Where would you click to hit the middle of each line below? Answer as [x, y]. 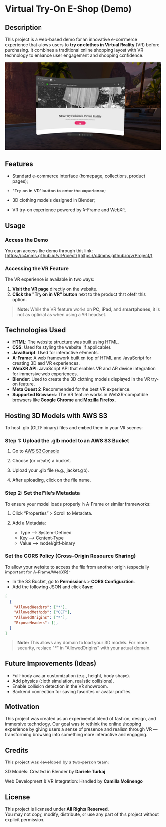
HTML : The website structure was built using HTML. [65, 342]
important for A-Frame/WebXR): [38, 572]
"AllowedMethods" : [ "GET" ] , [43, 612]
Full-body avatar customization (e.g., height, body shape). [71, 675]
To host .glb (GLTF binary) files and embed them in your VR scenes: [74, 427]
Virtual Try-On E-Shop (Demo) [69, 9]
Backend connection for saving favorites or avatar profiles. [72, 691]
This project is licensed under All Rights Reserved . [57, 809]
